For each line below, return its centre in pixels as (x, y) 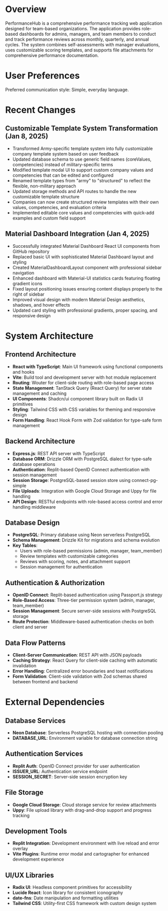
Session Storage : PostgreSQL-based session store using (71, 480)
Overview (26, 9)
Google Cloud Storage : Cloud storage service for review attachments (84, 805)
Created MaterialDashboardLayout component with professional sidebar (87, 267)
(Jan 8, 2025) (27, 136)
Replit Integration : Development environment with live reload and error (86, 843)
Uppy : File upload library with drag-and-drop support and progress (82, 810)
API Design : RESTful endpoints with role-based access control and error (88, 502)
